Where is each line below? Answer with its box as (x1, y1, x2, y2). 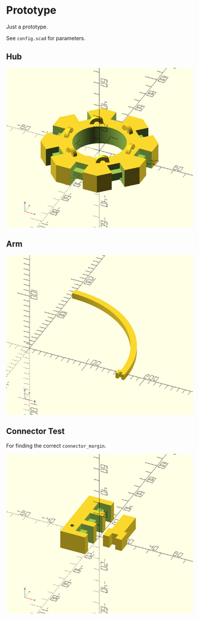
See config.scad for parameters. (6, 34, 86, 41)
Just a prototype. (6, 23, 49, 30)
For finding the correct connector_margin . (6, 442, 107, 449)
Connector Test (6, 426, 65, 436)
